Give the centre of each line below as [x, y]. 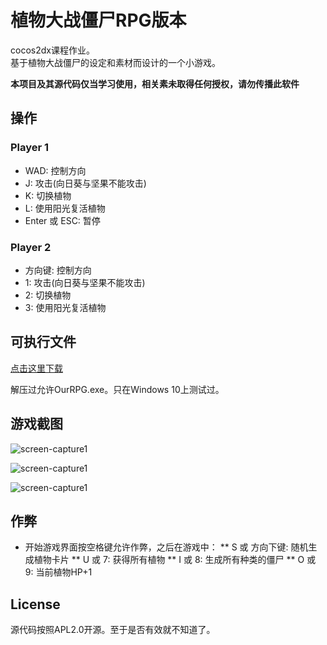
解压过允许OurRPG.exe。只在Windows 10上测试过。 [117, 389]
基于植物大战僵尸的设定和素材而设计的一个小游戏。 [115, 62]
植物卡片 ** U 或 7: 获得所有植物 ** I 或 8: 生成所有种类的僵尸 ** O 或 [175, 560]
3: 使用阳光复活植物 [65, 307]
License [35, 604]
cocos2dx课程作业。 [52, 50]
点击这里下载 [36, 368]
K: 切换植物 [48, 195]
